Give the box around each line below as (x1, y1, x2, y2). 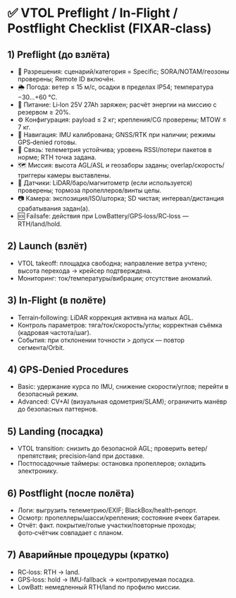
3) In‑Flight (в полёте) (7, 295, 107, 307)
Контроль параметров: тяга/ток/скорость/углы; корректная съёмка (17, 320, 223, 329)
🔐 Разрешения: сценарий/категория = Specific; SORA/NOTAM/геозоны (17, 67, 230, 76)
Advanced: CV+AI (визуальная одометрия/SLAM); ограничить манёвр (17, 397, 228, 406)
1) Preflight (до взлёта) (7, 48, 111, 61)
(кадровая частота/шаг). (17, 328, 92, 336)
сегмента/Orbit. (17, 343, 65, 351)
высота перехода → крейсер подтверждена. (17, 266, 153, 275)
